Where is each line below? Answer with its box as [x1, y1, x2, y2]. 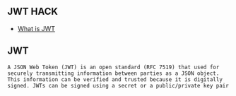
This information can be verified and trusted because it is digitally [7, 76, 223, 83]
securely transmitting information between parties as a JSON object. [7, 70, 220, 77]
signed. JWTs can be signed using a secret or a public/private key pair [7, 82, 230, 89]
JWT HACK [7, 6, 59, 18]
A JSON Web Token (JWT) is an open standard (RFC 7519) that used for [7, 64, 220, 71]
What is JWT [17, 24, 55, 32]
